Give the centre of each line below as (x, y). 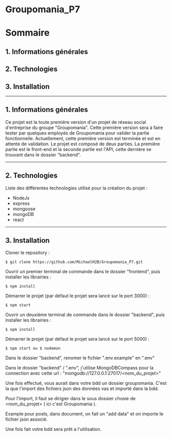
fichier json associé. (26, 419)
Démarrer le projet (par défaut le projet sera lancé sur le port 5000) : (78, 339)
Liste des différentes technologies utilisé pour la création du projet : (76, 188)
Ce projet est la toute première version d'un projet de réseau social (76, 122)
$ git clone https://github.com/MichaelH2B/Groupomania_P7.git (74, 262)
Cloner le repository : (28, 253)
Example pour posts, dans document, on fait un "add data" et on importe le (84, 414)
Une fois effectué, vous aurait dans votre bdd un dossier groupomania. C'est (86, 383)
